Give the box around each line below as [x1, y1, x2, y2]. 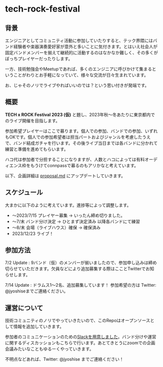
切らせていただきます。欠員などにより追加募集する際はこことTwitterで [5, 266, 146, 272]
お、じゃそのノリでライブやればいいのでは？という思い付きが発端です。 [5, 82, 149, 88]
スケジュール [5, 188, 43, 197]
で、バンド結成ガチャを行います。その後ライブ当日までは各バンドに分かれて [5, 140, 158, 146]
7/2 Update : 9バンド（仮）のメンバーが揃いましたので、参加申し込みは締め [5, 260, 157, 266]
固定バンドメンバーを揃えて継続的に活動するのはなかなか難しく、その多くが [5, 50, 158, 55]
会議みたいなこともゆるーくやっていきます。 [5, 346, 94, 352]
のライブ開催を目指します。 [5, 118, 60, 123]
